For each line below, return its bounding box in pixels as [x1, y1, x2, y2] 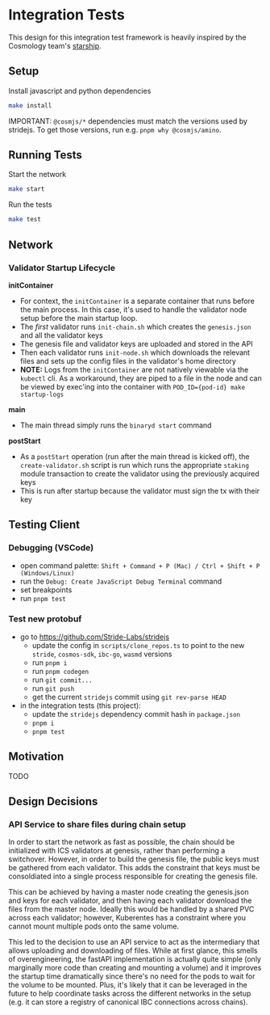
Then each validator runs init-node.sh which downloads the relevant [19, 347, 251, 357]
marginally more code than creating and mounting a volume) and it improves [8, 963, 262, 973]
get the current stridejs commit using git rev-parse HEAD [31, 692, 227, 701]
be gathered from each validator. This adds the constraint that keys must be [8, 863, 260, 873]
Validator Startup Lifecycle [8, 262, 115, 273]
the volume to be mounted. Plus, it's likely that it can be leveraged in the [8, 980, 247, 990]
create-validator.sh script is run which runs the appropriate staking [19, 460, 250, 470]
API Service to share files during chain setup [8, 819, 187, 830]
